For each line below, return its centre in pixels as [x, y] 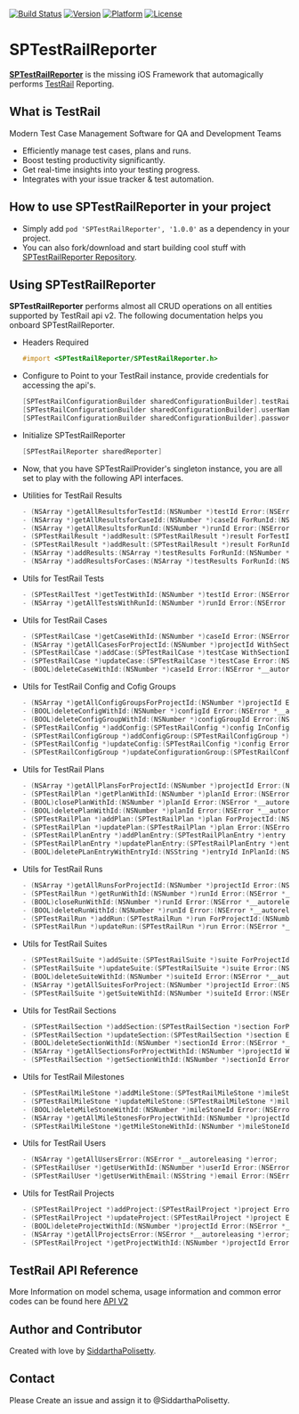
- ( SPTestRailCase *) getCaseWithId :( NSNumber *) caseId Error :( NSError [156, 636]
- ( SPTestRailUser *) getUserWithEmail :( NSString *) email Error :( [145, 1176]
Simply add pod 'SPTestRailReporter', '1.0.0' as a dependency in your [156, 228]
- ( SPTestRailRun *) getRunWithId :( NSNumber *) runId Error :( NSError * [154, 894]
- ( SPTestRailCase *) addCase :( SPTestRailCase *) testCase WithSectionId [158, 653]
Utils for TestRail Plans [63, 770]
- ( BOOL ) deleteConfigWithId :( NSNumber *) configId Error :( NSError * [150, 711]
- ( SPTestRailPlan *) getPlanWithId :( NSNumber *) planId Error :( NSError [156, 794]
